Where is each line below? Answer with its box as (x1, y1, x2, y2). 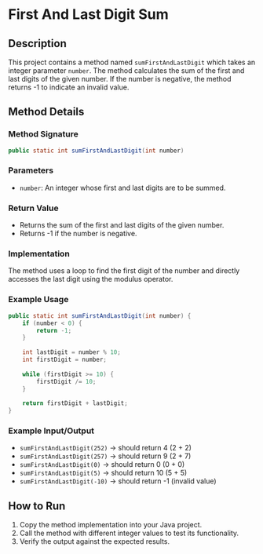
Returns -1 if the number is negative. (19, 229, 137, 239)
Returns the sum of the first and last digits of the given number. (19, 221, 225, 230)
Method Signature (8, 129, 79, 140)
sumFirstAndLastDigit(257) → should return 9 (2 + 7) (19, 451, 192, 461)
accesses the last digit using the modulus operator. (8, 275, 174, 284)
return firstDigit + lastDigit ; (22, 399, 128, 407)
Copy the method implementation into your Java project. (19, 520, 203, 530)
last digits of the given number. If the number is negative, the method (8, 75, 232, 83)
